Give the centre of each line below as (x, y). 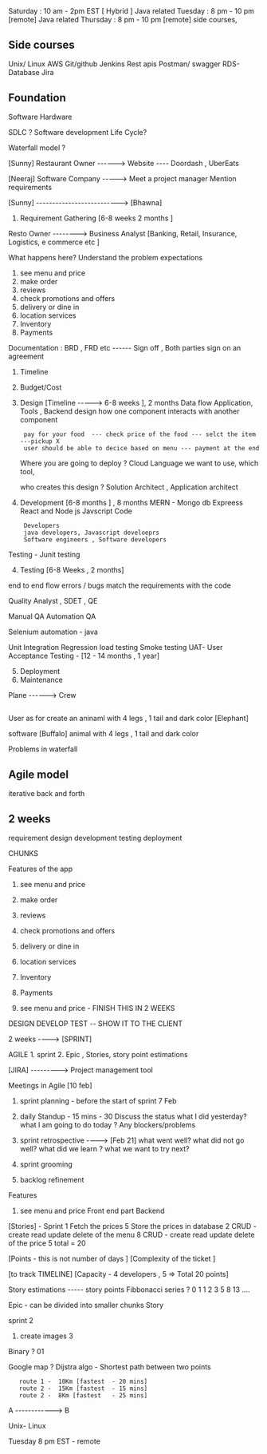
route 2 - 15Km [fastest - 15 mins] (83, 1389)
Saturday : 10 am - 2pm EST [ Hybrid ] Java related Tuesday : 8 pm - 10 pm (132, 11)
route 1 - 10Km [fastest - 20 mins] (83, 1382)
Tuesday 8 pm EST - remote (55, 1441)
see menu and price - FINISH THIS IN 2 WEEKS (97, 1008)
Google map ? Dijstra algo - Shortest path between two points (110, 1367)
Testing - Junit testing (44, 555)
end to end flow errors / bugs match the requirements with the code (120, 585)
